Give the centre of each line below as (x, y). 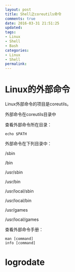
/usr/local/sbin (19, 191)
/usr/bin (13, 182)
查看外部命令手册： (24, 230)
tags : (10, 32)
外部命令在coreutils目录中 (31, 115)
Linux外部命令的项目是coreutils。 (38, 104)
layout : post (18, 10)
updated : (14, 28)
